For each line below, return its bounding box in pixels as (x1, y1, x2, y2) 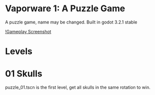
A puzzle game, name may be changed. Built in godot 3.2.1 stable (5, 19, 138, 25)
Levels (5, 46, 33, 57)
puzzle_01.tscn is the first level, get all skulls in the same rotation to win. (5, 84, 151, 91)
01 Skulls (5, 68, 43, 79)
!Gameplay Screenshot (5, 28, 52, 34)
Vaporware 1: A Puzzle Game (5, 3, 125, 14)
